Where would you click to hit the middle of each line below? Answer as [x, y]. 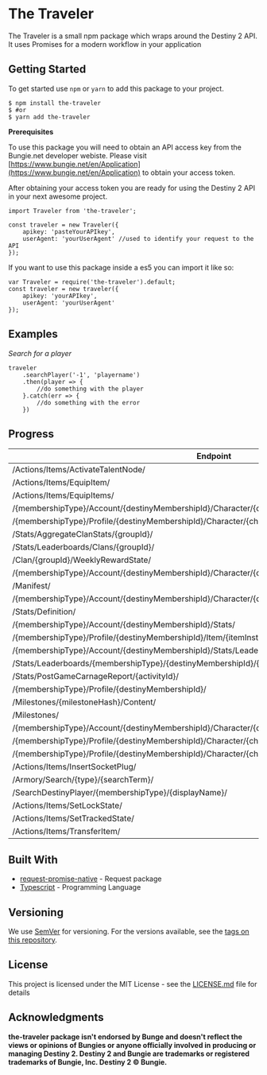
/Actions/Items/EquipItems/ [63, 495]
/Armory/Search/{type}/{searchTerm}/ [83, 780]
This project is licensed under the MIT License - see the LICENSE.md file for [133, 984]
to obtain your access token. [189, 173]
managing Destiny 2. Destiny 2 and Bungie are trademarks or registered [129, 1054]
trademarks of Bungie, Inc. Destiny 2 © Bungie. [88, 1061]
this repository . [33, 940]
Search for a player [40, 353]
